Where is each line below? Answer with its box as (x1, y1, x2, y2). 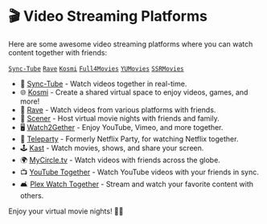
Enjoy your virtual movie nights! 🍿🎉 (8, 206, 124, 216)
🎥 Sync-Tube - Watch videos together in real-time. (19, 79, 187, 88)
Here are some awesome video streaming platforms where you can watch (8, 39, 253, 49)
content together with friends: (8, 47, 107, 57)
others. (19, 190, 44, 200)
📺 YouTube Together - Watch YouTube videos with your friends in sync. (19, 167, 260, 177)
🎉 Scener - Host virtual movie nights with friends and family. (19, 113, 220, 123)
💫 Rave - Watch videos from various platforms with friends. (19, 104, 216, 114)
